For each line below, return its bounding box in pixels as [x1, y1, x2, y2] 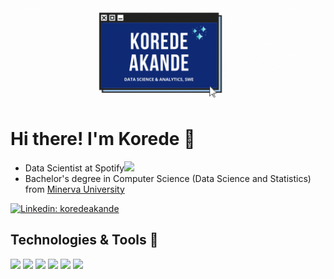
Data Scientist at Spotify [24, 162, 125, 174]
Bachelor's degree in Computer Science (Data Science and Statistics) [24, 172, 312, 184]
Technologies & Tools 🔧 [10, 232, 159, 249]
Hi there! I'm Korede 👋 [10, 128, 196, 151]
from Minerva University [24, 183, 125, 195]
